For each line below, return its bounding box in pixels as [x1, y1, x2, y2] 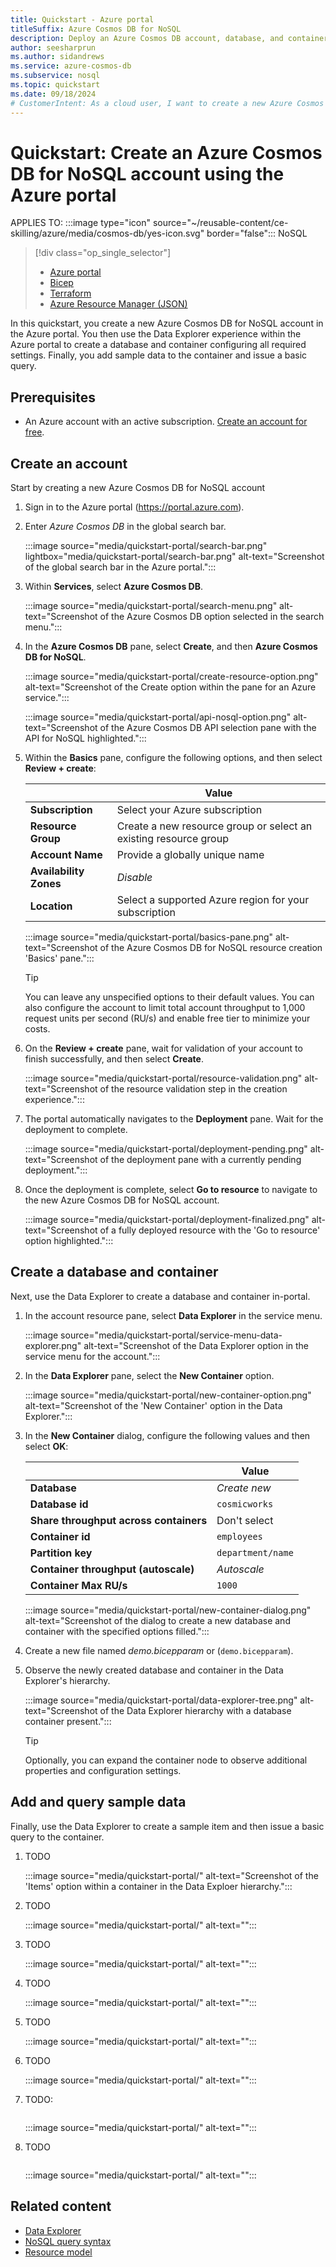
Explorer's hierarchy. [24, 1674, 111, 1686]
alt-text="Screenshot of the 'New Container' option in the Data [24, 1399, 283, 1411]
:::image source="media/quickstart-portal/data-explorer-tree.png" [24, 1694, 298, 1706]
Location [29, 899, 73, 913]
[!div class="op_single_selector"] [34, 247, 172, 259]
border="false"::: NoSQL [206, 227, 308, 240]
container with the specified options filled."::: [24, 1625, 210, 1637]
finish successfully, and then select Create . [24, 1053, 204, 1065]
